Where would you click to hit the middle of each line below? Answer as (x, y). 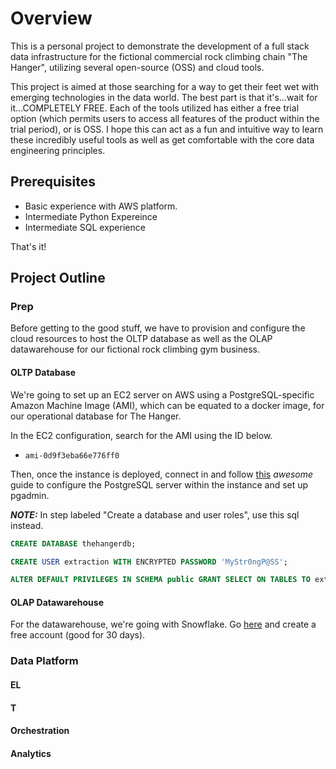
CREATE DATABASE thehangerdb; (73, 543)
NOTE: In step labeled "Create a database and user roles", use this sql (155, 514)
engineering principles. (58, 150)
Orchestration (40, 731)
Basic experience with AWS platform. (101, 206)
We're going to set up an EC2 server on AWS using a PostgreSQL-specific (162, 394)
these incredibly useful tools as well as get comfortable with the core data (162, 139)
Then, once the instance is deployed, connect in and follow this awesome (162, 474)
